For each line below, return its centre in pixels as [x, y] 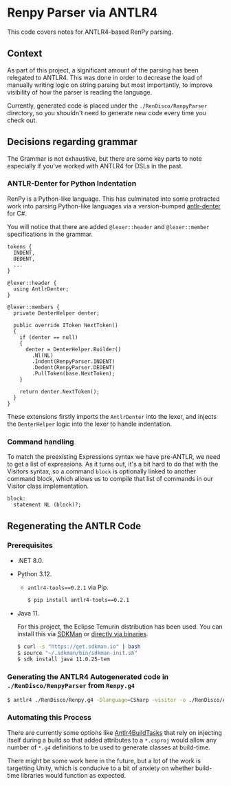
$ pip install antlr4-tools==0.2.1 [78, 600]
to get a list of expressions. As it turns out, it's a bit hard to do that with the [113, 464]
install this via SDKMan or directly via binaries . [83, 633]
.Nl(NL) [43, 355]
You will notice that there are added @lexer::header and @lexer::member [108, 226]
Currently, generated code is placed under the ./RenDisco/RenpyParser [107, 106]
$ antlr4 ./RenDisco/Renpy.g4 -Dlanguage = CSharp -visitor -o [97, 700]
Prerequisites [30, 545]
